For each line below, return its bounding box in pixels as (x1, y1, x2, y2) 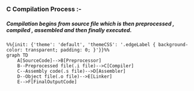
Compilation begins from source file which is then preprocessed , (6, 20, 175, 27)
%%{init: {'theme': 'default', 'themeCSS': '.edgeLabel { (6, 41, 156, 47)
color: (6, 47, 23, 53)
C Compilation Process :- (6, 5, 82, 13)
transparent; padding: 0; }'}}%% (25, 47, 110, 53)
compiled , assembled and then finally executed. (6, 26, 132, 33)
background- (158, 41, 189, 47)
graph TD (6, 52, 28, 58)
